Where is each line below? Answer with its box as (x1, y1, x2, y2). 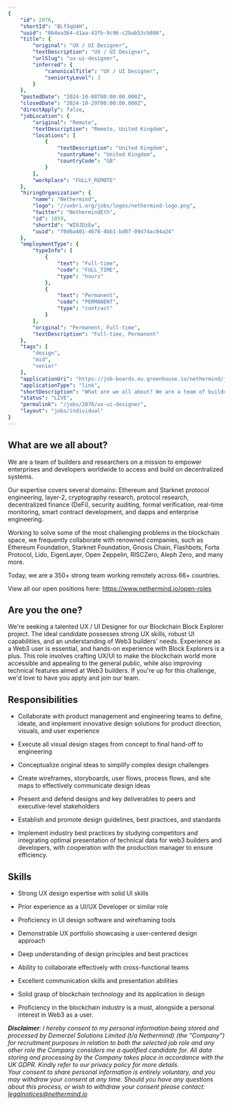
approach (17, 937, 45, 944)
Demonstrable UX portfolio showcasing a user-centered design (17, 929, 198, 937)
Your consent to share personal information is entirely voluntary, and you (8, 1068, 215, 1076)
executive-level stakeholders (17, 802, 100, 811)
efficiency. (17, 851, 48, 859)
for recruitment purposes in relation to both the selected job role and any (8, 1039, 215, 1046)
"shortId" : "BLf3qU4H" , (20, 23, 89, 30)
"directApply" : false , (20, 106, 85, 113)
